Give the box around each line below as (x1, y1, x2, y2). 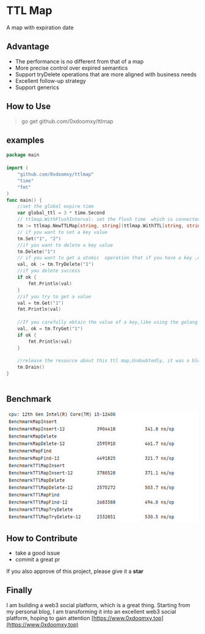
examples (6, 135, 45, 145)
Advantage (6, 41, 50, 52)
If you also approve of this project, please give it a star (6, 568, 143, 575)
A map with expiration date (6, 24, 74, 31)
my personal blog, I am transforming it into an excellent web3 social (6, 608, 176, 615)
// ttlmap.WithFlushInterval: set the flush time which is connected (17, 216, 201, 223)
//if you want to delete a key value (17, 242, 113, 248)
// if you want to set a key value (17, 229, 108, 235)
